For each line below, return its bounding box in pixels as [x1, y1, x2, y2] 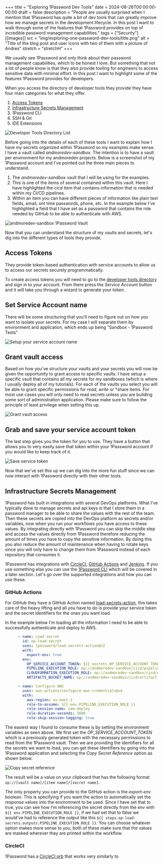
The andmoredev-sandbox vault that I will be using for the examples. [12, 175, 150, 180]
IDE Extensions [12, 120, 43, 126]
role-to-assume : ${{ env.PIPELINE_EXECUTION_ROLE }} [26, 702, 136, 707]
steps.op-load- [105, 816, 136, 821]
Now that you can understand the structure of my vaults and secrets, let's [5, 230, 153, 235]
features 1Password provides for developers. [5, 75, 95, 81]
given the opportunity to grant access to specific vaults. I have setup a [5, 371, 146, 377]
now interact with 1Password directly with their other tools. [5, 473, 122, 479]
